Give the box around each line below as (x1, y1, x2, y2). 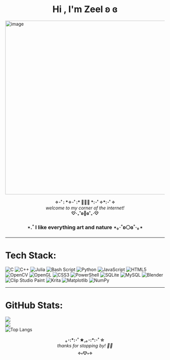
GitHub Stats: (5, 300, 63, 311)
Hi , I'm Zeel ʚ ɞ (52, 4, 118, 15)
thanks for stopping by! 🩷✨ (57, 343, 113, 349)
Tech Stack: (5, 250, 57, 261)
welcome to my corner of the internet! (45, 205, 125, 211)
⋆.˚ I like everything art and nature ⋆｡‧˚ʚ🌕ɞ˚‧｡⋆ (27, 223, 143, 231)
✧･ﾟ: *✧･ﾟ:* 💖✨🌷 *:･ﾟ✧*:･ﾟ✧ (55, 199, 115, 205)
